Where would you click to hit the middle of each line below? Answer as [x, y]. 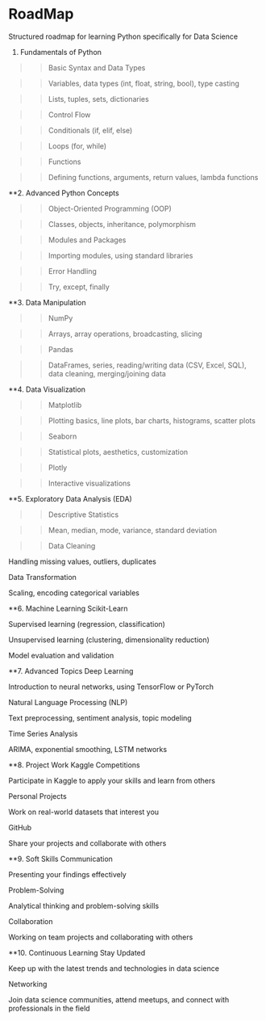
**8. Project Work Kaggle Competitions [74, 765]
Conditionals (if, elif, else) [90, 130]
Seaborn [62, 436]
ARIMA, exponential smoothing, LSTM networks [88, 749]
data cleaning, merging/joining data [107, 373]
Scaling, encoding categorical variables [74, 592]
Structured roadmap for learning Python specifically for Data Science [123, 36]
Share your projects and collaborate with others [87, 843]
